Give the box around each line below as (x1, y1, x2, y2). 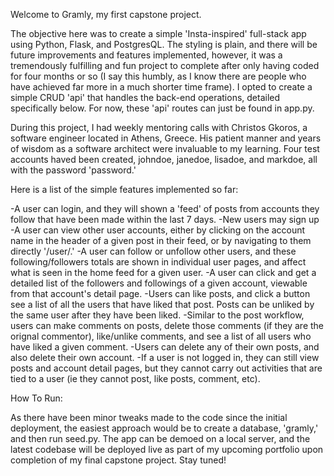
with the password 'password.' (10, 164, 137, 176)
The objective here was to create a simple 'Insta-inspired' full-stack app (10, 28, 307, 39)
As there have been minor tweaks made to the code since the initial (10, 412, 288, 423)
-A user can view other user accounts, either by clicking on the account (10, 224, 306, 236)
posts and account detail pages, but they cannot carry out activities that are (10, 362, 323, 374)
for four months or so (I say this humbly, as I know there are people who (10, 70, 307, 82)
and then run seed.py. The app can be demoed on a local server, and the (10, 433, 311, 444)
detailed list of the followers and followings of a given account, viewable (10, 277, 308, 289)
